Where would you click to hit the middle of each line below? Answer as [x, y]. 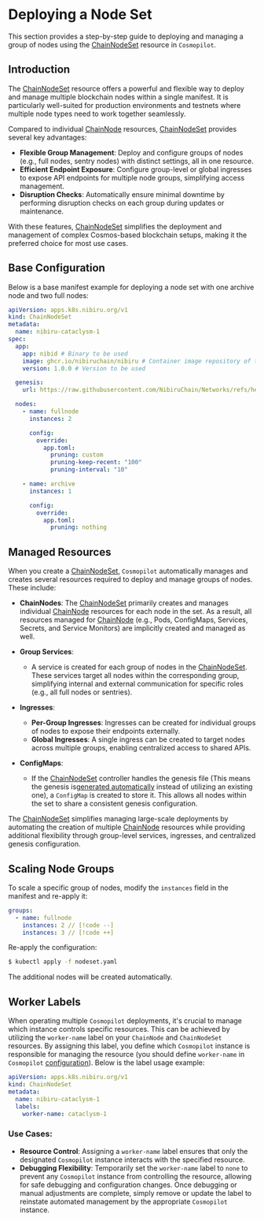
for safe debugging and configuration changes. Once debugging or [128, 1185]
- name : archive [49, 484]
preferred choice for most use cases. [68, 243]
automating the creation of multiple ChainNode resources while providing [127, 827]
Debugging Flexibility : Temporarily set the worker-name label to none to [134, 1167]
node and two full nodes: [48, 295]
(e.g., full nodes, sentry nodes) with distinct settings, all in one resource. [136, 161]
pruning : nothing [79, 527]
